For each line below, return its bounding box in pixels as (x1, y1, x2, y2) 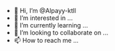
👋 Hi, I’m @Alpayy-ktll (13, 7, 77, 14)
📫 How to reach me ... (13, 37, 79, 44)
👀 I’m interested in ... (13, 14, 73, 22)
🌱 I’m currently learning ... (13, 21, 89, 29)
